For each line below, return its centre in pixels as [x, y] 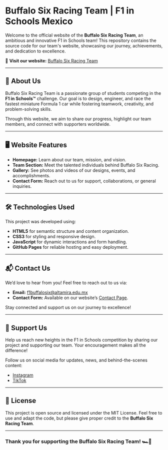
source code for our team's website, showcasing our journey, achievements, [84, 45]
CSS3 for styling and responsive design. [54, 237]
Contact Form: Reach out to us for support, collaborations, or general [84, 181]
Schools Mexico [39, 21]
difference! [16, 350]
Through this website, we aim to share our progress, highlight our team [78, 119]
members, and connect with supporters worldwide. [58, 124]
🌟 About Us [23, 81]
